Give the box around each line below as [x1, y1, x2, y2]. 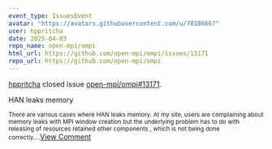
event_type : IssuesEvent [8, 11, 93, 20]
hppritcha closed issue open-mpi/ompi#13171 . [8, 79, 162, 89]
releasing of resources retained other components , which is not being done [8, 125, 221, 133]
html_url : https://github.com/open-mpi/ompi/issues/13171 [8, 49, 209, 57]
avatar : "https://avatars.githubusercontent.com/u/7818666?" [8, 19, 220, 28]
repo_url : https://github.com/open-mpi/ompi [8, 57, 162, 66]
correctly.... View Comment [8, 131, 92, 142]
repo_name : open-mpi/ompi [8, 42, 96, 50]
